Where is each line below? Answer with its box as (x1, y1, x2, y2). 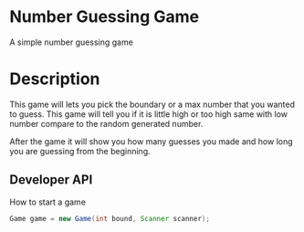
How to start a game (9, 196, 87, 207)
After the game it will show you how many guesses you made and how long (9, 135, 294, 147)
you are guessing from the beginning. (9, 145, 151, 156)
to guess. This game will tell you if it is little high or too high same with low (9, 108, 288, 120)
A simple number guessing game (9, 37, 134, 47)
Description (9, 69, 100, 90)
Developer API (9, 172, 93, 188)
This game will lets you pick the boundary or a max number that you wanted (9, 99, 295, 110)
